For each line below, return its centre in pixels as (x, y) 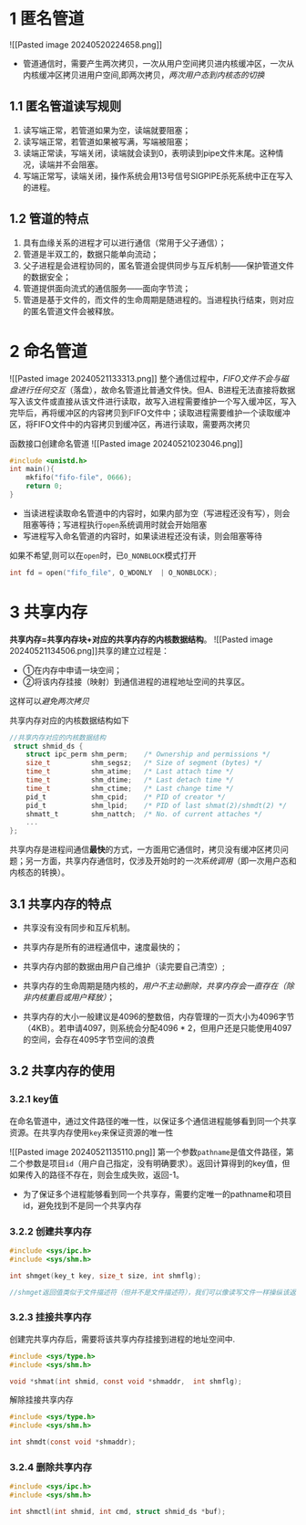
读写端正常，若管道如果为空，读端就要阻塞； (107, 130)
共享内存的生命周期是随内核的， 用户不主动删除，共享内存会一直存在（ (154, 986)
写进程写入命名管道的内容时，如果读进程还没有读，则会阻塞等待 (142, 536)
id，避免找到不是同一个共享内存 (82, 1205)
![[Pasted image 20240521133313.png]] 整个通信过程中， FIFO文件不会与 (145, 378)
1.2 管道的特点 (49, 219)
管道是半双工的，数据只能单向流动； (91, 254)
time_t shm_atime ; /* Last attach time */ (130, 772)
